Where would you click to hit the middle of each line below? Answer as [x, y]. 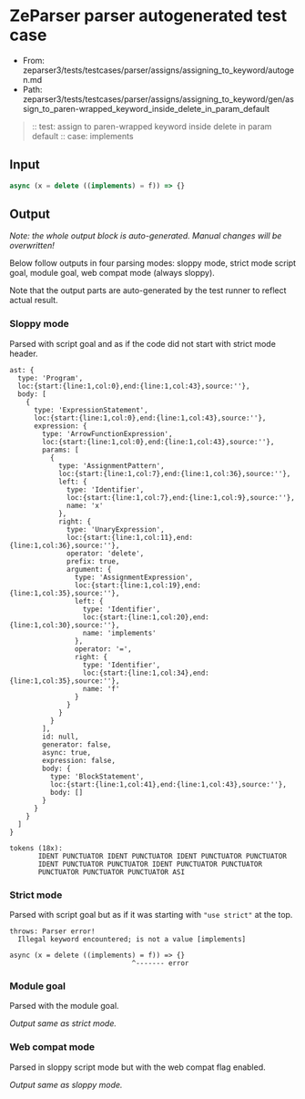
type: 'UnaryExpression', [116, 529]
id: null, [61, 737]
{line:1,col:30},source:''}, [65, 625]
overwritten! [32, 246]
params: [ [61, 450]
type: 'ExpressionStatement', [91, 410]
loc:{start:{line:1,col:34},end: [146, 673]
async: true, [67, 752]
